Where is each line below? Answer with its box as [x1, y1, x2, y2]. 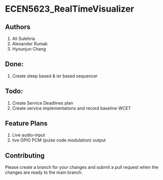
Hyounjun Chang [12, 46, 46, 52]
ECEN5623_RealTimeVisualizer [5, 3, 134, 15]
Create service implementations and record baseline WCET [12, 105, 131, 111]
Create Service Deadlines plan [12, 100, 73, 106]
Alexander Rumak [12, 41, 48, 47]
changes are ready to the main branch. [5, 169, 83, 176]
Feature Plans [5, 119, 48, 127]
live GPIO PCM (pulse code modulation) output [12, 137, 106, 143]
